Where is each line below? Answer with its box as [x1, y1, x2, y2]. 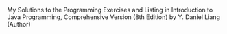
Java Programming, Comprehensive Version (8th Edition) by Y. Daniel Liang [7, 13, 221, 21]
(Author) [7, 20, 31, 28]
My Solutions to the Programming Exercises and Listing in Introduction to [7, 6, 213, 14]
